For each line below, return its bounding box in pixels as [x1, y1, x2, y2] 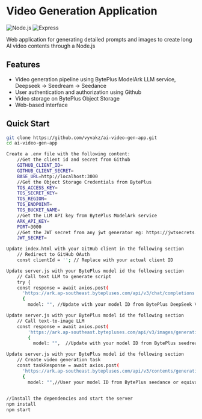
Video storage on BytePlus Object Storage [14, 95, 120, 102]
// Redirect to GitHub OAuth [17, 252, 90, 258]
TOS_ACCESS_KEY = [17, 185, 58, 191]
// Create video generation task [17, 357, 101, 363]
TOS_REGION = [17, 196, 47, 202]
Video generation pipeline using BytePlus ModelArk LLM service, [14, 75, 176, 82]
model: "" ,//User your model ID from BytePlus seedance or [28, 379, 179, 385]
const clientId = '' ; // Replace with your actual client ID [17, 257, 173, 263]
